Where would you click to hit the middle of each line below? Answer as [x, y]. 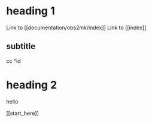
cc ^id [13, 60]
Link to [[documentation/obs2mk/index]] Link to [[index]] [76, 28]
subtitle [21, 46]
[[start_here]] [22, 113]
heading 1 [31, 11]
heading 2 [32, 85]
